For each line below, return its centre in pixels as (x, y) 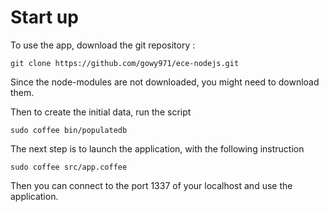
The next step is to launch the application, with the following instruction (157, 148)
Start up (44, 17)
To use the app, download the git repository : (103, 45)
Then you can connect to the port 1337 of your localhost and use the (151, 185)
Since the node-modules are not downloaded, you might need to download (165, 82)
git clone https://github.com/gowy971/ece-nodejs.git (125, 63)
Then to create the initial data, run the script (101, 112)
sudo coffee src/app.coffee (69, 167)
